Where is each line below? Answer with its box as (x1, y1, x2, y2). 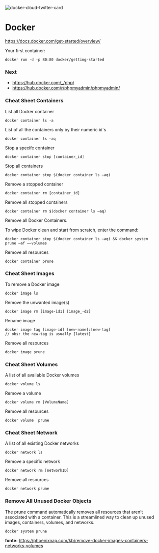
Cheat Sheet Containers (5, 97, 64, 104)
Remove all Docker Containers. (5, 217, 68, 223)
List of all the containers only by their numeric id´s (5, 126, 106, 132)
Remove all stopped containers (5, 199, 68, 205)
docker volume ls (5, 382, 41, 387)
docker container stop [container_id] (5, 154, 84, 159)
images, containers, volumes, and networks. (5, 519, 95, 525)
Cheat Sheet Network (5, 430, 58, 436)
